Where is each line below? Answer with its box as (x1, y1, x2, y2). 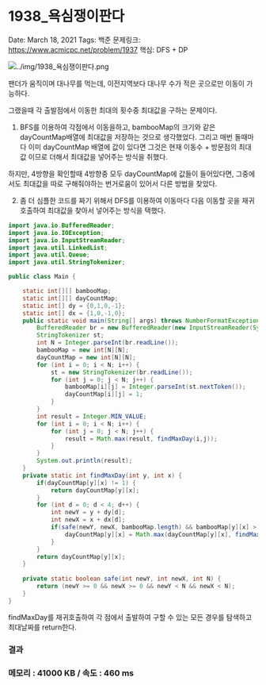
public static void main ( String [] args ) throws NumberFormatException (22, 317, 260, 325)
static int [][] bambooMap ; (22, 287, 112, 295)
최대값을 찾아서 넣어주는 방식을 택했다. (47, 206, 166, 215)
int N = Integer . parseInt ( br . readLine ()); (36, 339, 179, 347)
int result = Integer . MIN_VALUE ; (36, 412, 147, 421)
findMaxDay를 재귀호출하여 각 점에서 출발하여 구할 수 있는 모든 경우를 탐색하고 (8, 612, 253, 622)
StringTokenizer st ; (36, 331, 104, 340)
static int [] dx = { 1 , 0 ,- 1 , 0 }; (22, 309, 126, 317)
